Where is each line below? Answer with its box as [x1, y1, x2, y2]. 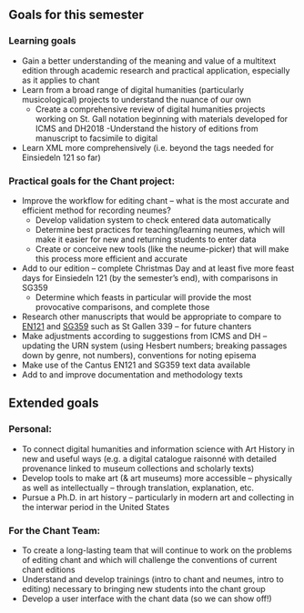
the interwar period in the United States [21, 501, 170, 512]
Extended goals [8, 396, 99, 411]
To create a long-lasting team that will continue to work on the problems [21, 545, 292, 556]
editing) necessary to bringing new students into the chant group [21, 583, 266, 594]
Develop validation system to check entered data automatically [35, 214, 271, 226]
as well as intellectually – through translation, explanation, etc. [21, 482, 255, 493]
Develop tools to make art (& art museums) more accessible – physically [21, 472, 293, 483]
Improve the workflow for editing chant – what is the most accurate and [21, 195, 290, 206]
